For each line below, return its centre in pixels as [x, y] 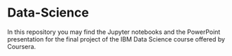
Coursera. [22, 46]
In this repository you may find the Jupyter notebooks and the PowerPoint [114, 32]
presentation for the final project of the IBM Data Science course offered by [116, 39]
